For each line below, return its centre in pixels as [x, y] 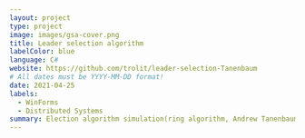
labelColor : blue [42, 52]
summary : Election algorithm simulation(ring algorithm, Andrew [133, 119]
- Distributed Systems [60, 111]
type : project [36, 26]
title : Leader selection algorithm [77, 43]
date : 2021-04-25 [42, 85]
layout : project [40, 18]
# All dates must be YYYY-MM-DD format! [87, 77]
